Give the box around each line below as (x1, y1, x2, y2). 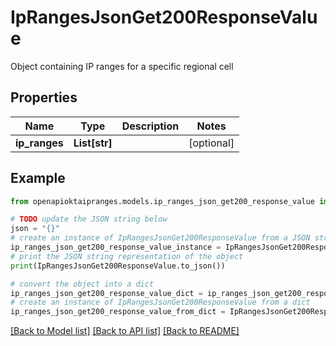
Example (10, 170, 66, 187)
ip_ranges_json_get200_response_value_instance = (10, 242, 222, 253)
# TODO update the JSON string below (10, 214, 168, 225)
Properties (10, 89, 78, 106)
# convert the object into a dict (10, 279, 155, 289)
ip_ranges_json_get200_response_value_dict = (10, 288, 203, 298)
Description (121, 119, 180, 133)
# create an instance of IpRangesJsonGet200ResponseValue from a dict (10, 297, 311, 308)
